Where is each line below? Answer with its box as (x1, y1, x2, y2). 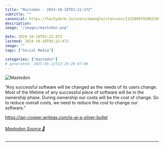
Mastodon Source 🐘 (5, 125, 45, 131)
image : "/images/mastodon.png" (5, 25, 69, 30)
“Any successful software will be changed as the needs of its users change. (5, 84, 158, 90)
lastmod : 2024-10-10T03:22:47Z (5, 39, 69, 44)
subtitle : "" (5, 12, 32, 17)
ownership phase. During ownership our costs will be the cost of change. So (5, 95, 159, 100)
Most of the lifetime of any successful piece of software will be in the (5, 89, 144, 96)
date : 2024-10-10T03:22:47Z (5, 34, 62, 39)
